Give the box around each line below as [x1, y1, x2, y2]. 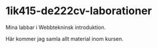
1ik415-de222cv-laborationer [5, 4, 152, 18]
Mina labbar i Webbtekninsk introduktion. [5, 24, 106, 31]
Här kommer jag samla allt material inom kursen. [5, 35, 124, 42]
